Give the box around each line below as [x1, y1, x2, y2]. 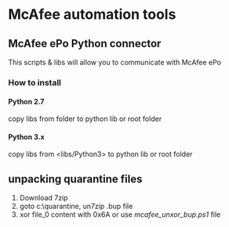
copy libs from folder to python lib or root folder [8, 114, 162, 123]
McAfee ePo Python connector [8, 37, 162, 50]
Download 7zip [19, 193, 68, 203]
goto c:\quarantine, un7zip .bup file [19, 202, 133, 211]
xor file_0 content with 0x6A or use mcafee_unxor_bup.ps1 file [19, 210, 221, 219]
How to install [8, 77, 61, 88]
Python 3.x [8, 132, 45, 141]
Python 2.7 [8, 97, 45, 106]
